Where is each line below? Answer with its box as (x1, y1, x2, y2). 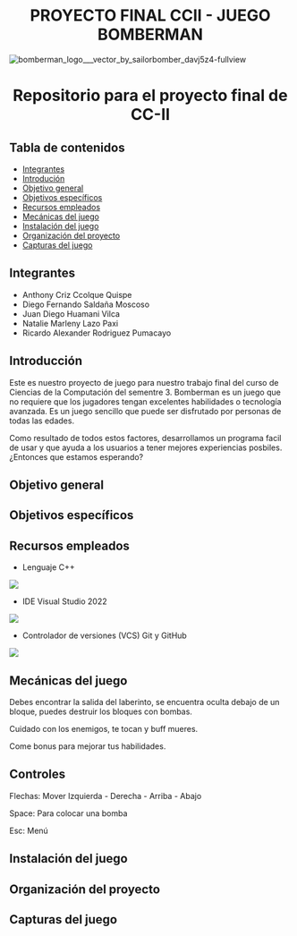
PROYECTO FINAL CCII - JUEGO (30, 5, 271, 26)
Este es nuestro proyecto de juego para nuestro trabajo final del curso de (9, 377, 279, 387)
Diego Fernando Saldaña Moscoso (21, 299, 150, 310)
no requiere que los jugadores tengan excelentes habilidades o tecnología (9, 396, 282, 407)
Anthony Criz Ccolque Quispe (21, 289, 132, 300)
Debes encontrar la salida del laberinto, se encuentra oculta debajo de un (9, 696, 280, 707)
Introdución (21, 173, 65, 183)
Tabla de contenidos (9, 140, 125, 155)
